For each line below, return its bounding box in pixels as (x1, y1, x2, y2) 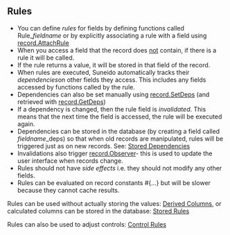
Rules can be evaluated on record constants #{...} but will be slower (17, 178, 211, 186)
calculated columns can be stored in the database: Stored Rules (7, 207, 190, 215)
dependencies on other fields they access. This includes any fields (17, 76, 206, 84)
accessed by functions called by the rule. (17, 82, 135, 91)
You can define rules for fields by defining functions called (17, 24, 185, 32)
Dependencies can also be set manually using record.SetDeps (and (17, 90, 210, 98)
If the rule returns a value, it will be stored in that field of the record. (17, 60, 211, 69)
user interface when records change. (17, 156, 123, 165)
